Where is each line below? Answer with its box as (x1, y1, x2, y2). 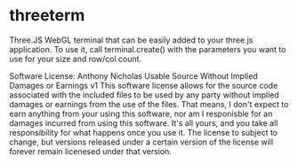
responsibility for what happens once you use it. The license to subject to (9, 127, 278, 137)
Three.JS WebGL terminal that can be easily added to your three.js (9, 35, 254, 45)
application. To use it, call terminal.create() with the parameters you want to (9, 43, 286, 54)
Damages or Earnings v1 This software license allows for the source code (9, 80, 278, 90)
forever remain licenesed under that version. (9, 145, 172, 156)
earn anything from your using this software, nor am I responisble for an (9, 108, 273, 119)
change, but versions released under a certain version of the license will (9, 137, 274, 147)
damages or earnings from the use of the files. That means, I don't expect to (9, 98, 289, 109)
